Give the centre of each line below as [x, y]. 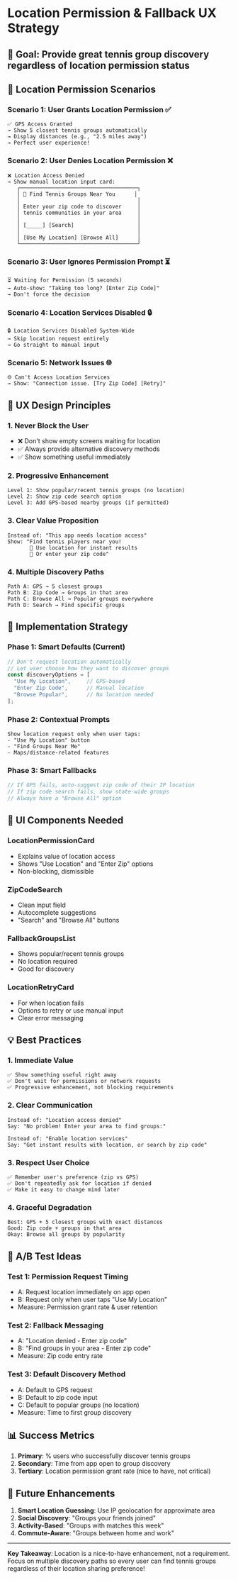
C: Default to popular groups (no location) [78, 1405]
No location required [47, 962]
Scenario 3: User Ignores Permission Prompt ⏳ [89, 262]
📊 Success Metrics [51, 1435]
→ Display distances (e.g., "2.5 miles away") [77, 137]
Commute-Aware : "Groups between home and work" [96, 1533]
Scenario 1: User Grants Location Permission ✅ [90, 109]
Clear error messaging [50, 1018]
